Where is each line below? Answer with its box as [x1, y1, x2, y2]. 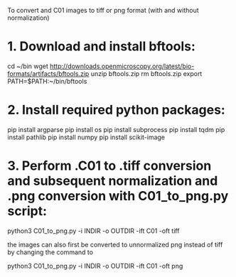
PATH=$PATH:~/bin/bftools [7, 77, 87, 85]
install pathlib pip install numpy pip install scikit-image [7, 133, 166, 141]
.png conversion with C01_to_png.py [7, 188, 229, 205]
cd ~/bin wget [7, 62, 48, 70]
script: [7, 203, 48, 219]
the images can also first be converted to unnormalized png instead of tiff [7, 240, 223, 249]
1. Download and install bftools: [7, 38, 195, 55]
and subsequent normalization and [7, 173, 218, 189]
